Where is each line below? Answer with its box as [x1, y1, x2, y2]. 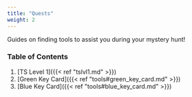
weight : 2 [7, 16, 36, 23]
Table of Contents [7, 52, 69, 61]
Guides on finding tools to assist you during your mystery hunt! [7, 35, 186, 43]
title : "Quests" [7, 10, 54, 17]
